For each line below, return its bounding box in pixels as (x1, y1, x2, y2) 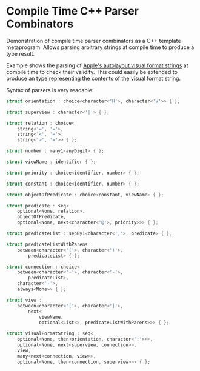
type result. (6, 50, 35, 57)
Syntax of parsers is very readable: (6, 86, 94, 93)
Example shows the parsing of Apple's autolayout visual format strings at (6, 62, 189, 69)
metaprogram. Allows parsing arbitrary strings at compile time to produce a (6, 44, 195, 51)
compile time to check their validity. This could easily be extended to (6, 68, 178, 75)
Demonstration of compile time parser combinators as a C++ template (6, 37, 181, 44)
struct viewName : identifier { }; (6, 159, 96, 165)
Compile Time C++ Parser (6, 4, 139, 18)
